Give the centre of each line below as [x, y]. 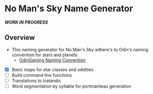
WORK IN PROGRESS [26, 22]
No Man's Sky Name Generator [69, 9]
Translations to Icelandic [37, 80]
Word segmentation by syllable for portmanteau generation [71, 86]
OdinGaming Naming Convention [52, 60]
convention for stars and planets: [45, 55]
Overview [20, 38]
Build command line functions [42, 75]
